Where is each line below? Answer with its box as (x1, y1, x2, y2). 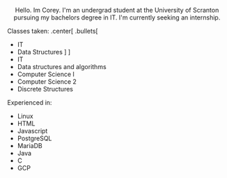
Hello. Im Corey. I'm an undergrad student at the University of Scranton (15, 6, 219, 14)
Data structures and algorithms (17, 63, 107, 71)
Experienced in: (7, 98, 52, 107)
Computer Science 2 (17, 77, 77, 86)
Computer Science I (17, 70, 75, 78)
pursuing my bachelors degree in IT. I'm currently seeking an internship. (13, 13, 221, 22)
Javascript (17, 127, 48, 135)
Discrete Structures (17, 85, 73, 93)
